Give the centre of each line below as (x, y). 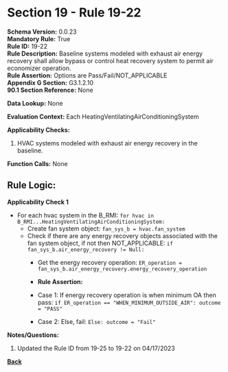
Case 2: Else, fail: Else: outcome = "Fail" (96, 321)
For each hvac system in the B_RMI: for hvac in (85, 215)
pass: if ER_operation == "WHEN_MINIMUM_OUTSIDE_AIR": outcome (129, 302)
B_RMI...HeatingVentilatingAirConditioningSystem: (91, 222)
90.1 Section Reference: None (50, 90)
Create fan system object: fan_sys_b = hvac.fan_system (106, 229)
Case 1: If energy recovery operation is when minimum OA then (127, 295)
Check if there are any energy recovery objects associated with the (123, 235)
